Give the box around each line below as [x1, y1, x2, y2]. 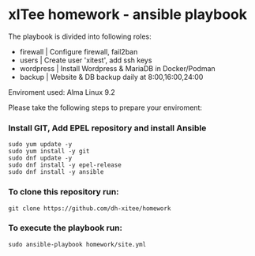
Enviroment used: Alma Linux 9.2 [8, 87, 116, 96]
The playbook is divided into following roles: [8, 32, 152, 41]
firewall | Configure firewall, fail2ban [19, 47, 138, 56]
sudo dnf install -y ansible [8, 168, 104, 176]
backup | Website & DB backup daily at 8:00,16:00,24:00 [19, 72, 204, 81]
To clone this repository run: [8, 186, 120, 198]
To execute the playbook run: [8, 223, 123, 234]
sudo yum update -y [8, 141, 73, 149]
